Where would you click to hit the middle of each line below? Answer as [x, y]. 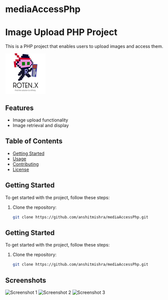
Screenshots [26, 280]
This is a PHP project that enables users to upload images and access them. [84, 46]
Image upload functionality [40, 120]
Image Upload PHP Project [61, 33]
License [21, 169]
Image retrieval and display [41, 125]
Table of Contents [34, 141]
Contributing [25, 164]
